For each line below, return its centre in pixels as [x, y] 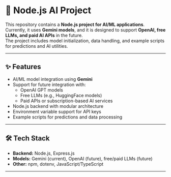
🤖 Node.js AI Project [48, 10]
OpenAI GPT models [42, 90]
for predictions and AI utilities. [37, 46]
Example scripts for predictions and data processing [67, 117]
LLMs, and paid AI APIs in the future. [44, 35]
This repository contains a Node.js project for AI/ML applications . [75, 24]
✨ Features [23, 67]
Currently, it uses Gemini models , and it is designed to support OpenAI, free [85, 29]
